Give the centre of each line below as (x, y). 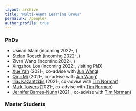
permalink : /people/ (26, 18)
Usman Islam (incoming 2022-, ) (45, 50)
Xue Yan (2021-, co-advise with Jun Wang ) (55, 71)
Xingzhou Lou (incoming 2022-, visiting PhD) (58, 66)
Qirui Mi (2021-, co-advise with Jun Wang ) (55, 76)
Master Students (25, 104)
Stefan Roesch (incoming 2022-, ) (46, 56)
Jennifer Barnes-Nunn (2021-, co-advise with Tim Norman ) (72, 92)
